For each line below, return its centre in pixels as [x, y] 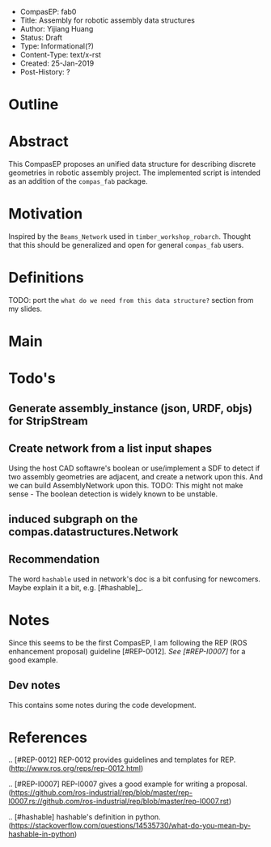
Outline [34, 105]
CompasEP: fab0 [48, 12]
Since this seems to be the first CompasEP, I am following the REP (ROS [128, 642]
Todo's [32, 379]
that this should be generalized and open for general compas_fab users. [126, 245]
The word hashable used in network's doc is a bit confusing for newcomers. [135, 579]
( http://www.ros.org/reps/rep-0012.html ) [76, 768]
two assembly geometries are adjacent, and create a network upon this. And [136, 476]
